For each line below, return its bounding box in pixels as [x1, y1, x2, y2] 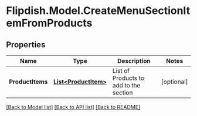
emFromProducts [6, 16, 93, 30]
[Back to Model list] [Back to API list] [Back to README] [6, 104, 141, 110]
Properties [6, 40, 46, 50]
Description [117, 57, 151, 65]
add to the [112, 82, 141, 89]
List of [112, 67, 130, 75]
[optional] [161, 78, 188, 86]
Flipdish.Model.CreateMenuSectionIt [6, 4, 191, 17]
